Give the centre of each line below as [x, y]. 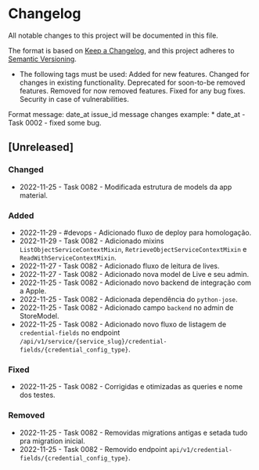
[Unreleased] [41, 147]
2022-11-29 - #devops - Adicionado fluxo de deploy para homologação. [135, 232]
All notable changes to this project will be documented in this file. [113, 35]
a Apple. [33, 290]
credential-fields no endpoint [70, 332]
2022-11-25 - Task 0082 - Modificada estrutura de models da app [126, 187]
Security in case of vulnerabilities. [74, 99]
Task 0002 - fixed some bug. [55, 122]
